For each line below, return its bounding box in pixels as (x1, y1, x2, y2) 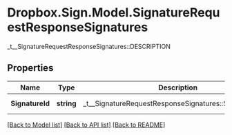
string (56, 98, 77, 108)
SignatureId (10, 98, 50, 108)
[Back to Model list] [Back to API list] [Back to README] (7, 121, 166, 129)
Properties (7, 62, 54, 74)
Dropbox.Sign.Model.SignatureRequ (7, 5, 220, 21)
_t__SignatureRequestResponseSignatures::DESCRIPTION (7, 42, 171, 50)
